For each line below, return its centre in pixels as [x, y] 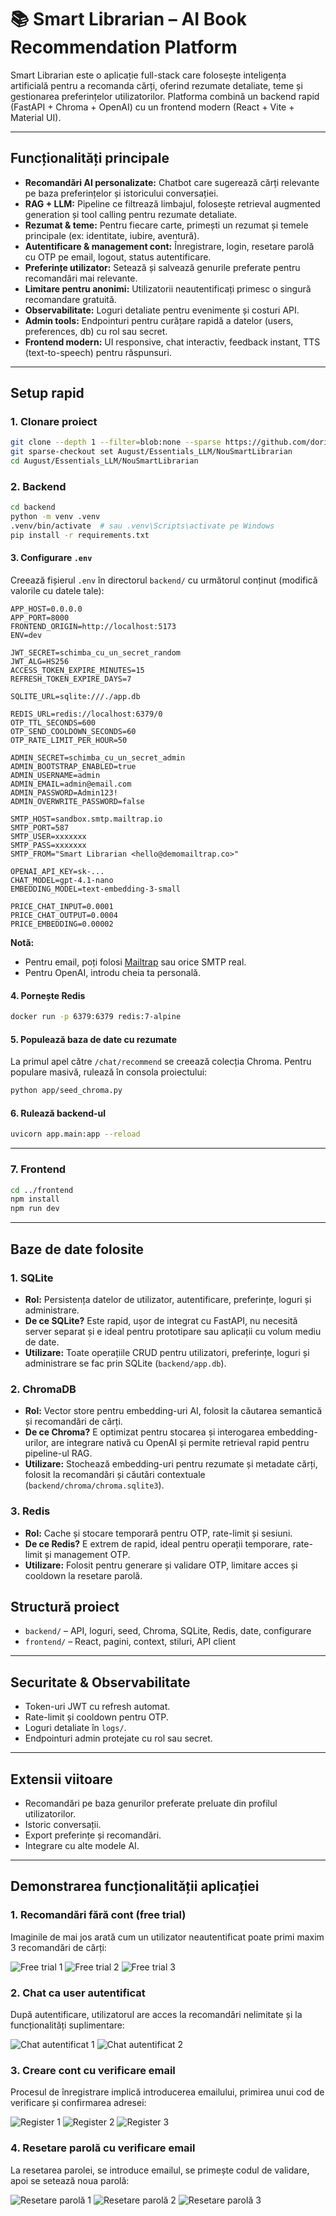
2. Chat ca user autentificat [78, 1993]
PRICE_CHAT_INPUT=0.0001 [62, 907]
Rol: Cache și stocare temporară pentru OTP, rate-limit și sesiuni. [158, 1533]
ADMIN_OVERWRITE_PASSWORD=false [77, 802]
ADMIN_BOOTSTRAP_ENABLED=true [73, 767]
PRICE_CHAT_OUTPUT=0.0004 [64, 916]
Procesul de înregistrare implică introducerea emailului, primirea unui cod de [167, 2092]
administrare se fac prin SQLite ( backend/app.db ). [125, 1363]
